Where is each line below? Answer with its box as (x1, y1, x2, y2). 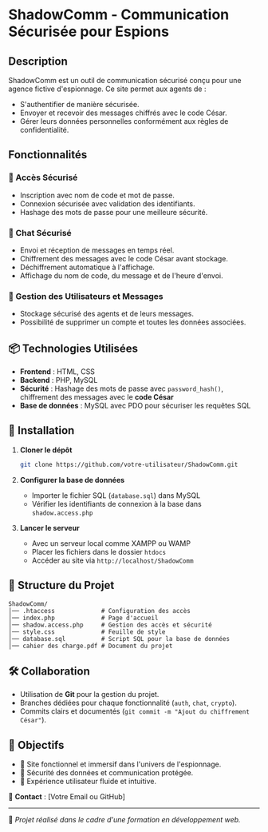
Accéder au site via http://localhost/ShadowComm (31, 555, 194, 565)
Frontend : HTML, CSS (19, 367, 96, 376)
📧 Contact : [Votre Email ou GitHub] (8, 792, 126, 802)
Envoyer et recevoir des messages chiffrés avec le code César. (19, 108, 227, 117)
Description (8, 54, 68, 68)
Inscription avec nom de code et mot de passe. (19, 190, 175, 200)
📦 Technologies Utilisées (8, 341, 138, 355)
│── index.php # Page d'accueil (8, 614, 159, 622)
